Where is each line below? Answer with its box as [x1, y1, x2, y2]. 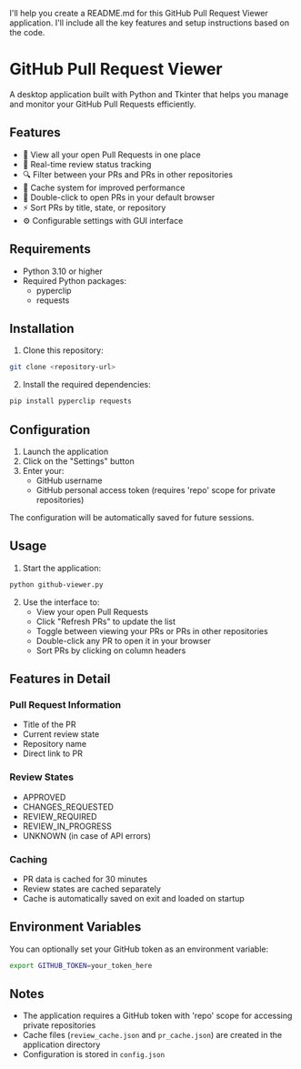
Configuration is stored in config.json [22, 1049, 166, 1060]
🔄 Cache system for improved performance [22, 182, 186, 193]
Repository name [22, 739, 87, 750]
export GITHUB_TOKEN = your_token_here [9, 961, 153, 970]
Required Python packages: [22, 275, 127, 286]
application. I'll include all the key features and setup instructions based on [9, 17, 289, 28]
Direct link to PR [22, 748, 84, 759]
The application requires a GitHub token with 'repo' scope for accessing [22, 1010, 293, 1022]
